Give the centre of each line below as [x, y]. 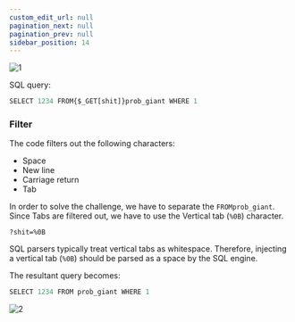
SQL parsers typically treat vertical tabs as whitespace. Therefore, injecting [148, 249]
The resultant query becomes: [65, 276]
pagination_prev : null [51, 34]
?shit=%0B [28, 233]
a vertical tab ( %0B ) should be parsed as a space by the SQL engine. [134, 259]
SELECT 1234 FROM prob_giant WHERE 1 [80, 292]
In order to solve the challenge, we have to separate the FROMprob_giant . [142, 207]
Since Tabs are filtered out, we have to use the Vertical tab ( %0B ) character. [147, 216]
